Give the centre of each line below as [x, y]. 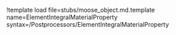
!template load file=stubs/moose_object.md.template [81, 10]
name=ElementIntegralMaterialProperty [62, 17]
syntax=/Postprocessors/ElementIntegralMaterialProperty [88, 24]
